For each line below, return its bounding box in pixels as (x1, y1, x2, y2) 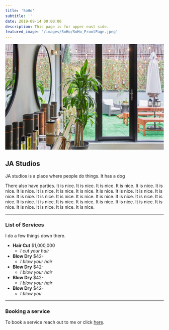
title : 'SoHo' (5, 8, 35, 13)
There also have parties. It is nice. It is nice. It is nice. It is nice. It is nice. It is (5, 183, 163, 189)
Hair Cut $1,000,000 (12, 242, 55, 249)
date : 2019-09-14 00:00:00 (5, 19, 62, 24)
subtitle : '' (5, 13, 33, 19)
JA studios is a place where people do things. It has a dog (5, 173, 125, 179)
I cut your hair (20, 247, 49, 254)
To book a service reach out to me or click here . (5, 319, 105, 325)
